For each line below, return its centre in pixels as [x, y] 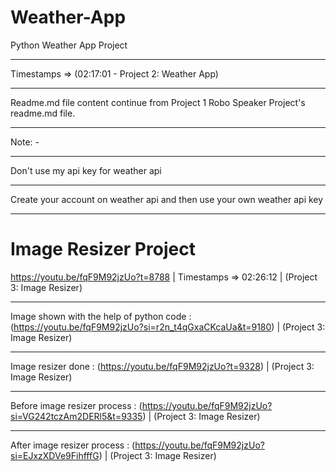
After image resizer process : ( [73, 445]
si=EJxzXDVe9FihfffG [55, 455]
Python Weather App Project [69, 45]
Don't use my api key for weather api [86, 170]
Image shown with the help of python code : [101, 316]
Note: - [25, 142]
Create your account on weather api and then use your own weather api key [167, 199]
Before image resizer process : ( [76, 405]
